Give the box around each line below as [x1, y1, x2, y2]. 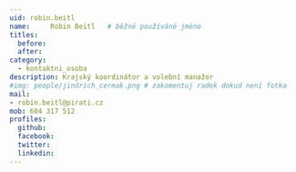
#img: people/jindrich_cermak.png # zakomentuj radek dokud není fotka [9, 81, 287, 90]
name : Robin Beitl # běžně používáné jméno [9, 22, 202, 31]
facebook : [17, 132, 55, 141]
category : [9, 56, 47, 65]
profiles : [9, 115, 47, 124]
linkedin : [17, 148, 55, 157]
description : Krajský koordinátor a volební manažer [9, 73, 214, 82]
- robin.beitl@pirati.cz [9, 97, 104, 107]
